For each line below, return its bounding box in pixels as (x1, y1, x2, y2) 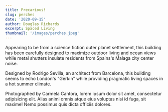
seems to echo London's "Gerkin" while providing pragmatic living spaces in (5, 76, 163, 81)
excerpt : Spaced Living (5, 26, 55, 31)
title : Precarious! (5, 7, 46, 13)
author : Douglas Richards (5, 21, 59, 27)
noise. (5, 61, 18, 66)
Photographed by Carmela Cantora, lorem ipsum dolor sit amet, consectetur (5, 91, 162, 96)
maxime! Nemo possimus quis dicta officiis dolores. (5, 101, 112, 107)
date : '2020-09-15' (5, 17, 46, 22)
